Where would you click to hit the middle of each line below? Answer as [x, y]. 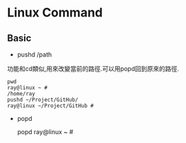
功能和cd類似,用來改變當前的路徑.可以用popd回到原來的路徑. [93, 69]
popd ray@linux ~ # [45, 132]
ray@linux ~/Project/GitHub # [51, 106]
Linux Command [55, 13]
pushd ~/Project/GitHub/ [43, 100]
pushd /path [34, 54]
